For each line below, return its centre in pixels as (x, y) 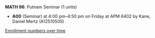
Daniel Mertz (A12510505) (38, 21)
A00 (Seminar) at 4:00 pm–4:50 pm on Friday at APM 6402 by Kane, (81, 16)
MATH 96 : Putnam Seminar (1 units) (41, 7)
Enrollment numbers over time (35, 31)
